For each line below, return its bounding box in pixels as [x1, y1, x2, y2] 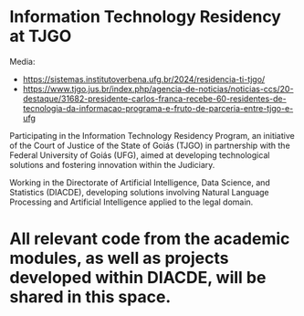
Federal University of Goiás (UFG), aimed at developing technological [9, 149, 270, 161]
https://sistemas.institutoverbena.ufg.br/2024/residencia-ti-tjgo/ [22, 73, 266, 84]
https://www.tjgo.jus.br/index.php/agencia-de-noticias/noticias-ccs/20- [22, 83, 294, 94]
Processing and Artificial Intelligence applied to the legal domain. [9, 196, 254, 207]
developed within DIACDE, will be [9, 268, 267, 289]
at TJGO [9, 26, 72, 47]
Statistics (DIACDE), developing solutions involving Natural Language [9, 186, 269, 197]
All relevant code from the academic [9, 228, 290, 249]
